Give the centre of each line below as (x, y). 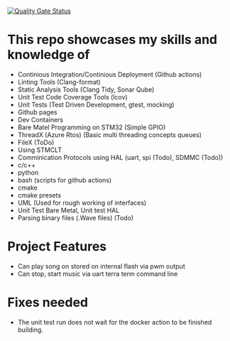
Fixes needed (48, 303)
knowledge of (49, 55)
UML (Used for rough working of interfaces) (82, 202)
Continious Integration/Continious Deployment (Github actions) (110, 74)
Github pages (37, 112)
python (28, 172)
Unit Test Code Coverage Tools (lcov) (72, 97)
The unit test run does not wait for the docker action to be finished (115, 322)
